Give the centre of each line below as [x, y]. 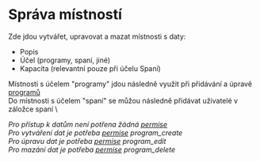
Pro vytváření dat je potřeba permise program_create [96, 133]
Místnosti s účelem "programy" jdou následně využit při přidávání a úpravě [130, 84]
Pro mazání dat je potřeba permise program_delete [92, 149]
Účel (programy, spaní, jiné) [65, 60]
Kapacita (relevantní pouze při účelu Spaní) [90, 68]
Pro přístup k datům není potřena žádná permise [88, 124]
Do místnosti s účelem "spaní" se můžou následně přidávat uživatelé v [123, 100]
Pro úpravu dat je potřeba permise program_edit [87, 141]
